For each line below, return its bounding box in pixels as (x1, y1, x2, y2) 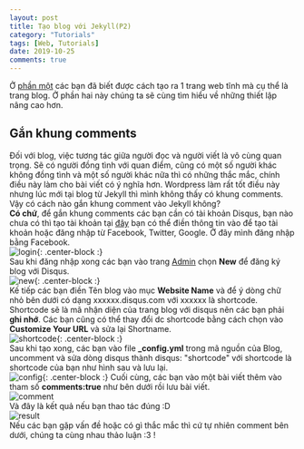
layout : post (9, 13, 59, 23)
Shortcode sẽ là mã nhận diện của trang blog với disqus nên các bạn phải (9, 304, 285, 315)
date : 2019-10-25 (9, 47, 75, 56)
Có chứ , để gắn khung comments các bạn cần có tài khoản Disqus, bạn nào (9, 208, 293, 219)
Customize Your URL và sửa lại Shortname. (9, 323, 172, 334)
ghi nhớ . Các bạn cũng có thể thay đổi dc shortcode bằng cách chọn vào (9, 314, 284, 325)
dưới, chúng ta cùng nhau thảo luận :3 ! (9, 429, 156, 440)
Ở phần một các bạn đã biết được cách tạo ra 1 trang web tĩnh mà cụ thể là (9, 81, 289, 91)
